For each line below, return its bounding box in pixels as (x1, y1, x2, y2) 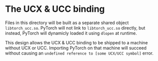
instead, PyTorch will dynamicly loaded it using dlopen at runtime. (5, 30, 137, 36)
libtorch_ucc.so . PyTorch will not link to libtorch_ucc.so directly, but (5, 25, 146, 30)
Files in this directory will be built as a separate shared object (5, 20, 129, 26)
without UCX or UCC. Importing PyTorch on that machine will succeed (5, 45, 147, 51)
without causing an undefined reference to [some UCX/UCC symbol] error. (5, 50, 154, 56)
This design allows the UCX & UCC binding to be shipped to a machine (5, 39, 148, 45)
